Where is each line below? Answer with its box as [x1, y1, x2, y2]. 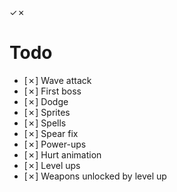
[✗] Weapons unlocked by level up [23, 170, 167, 182]
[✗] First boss [23, 85, 82, 97]
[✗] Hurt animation [23, 148, 102, 161]
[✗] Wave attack [23, 74, 92, 86]
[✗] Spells [23, 117, 67, 129]
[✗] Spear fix [23, 127, 79, 139]
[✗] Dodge [23, 95, 69, 107]
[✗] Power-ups [23, 138, 87, 150]
